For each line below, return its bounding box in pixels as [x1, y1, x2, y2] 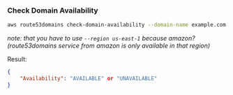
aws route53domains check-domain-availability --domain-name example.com [7, 22, 227, 29]
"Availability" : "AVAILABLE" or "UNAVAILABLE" [20, 75, 158, 82]
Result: [7, 55, 27, 64]
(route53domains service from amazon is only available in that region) [7, 41, 211, 50]
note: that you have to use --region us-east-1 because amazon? [7, 34, 195, 43]
